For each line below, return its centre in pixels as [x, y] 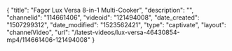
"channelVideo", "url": [39, 32]
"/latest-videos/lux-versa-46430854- [126, 32]
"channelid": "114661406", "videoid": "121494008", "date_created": [103, 17]
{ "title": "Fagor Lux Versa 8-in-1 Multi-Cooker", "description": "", [100, 10]
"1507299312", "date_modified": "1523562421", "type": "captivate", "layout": [116, 25]
